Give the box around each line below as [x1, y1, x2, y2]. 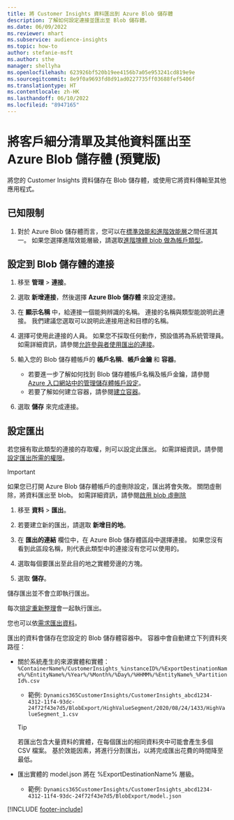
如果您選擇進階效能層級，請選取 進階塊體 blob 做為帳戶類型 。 [31, 235, 207, 244]
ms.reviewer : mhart [7, 29, 64, 37]
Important [7, 467, 36, 477]
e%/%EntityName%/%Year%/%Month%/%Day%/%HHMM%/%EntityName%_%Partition [17, 671, 228, 678]
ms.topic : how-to [7, 43, 58, 50]
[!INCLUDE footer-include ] [7, 805, 83, 814]
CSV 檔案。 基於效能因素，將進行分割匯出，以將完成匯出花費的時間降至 [17, 746, 224, 755]
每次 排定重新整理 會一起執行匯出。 [7, 604, 105, 613]
